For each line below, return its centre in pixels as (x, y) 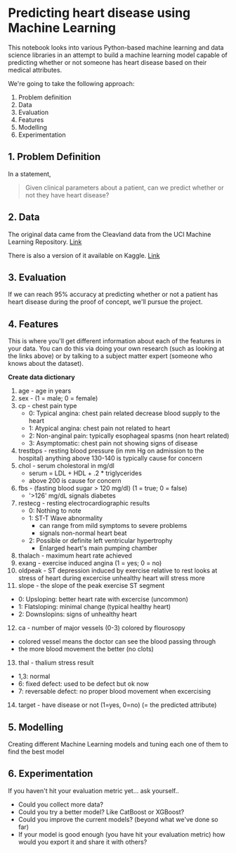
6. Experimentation (51, 774)
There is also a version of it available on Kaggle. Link (84, 255)
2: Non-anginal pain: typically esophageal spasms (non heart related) (129, 436)
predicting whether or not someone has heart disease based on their (107, 62)
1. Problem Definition (54, 157)
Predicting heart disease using (99, 13)
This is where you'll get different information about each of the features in (115, 341)
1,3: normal (34, 676)
